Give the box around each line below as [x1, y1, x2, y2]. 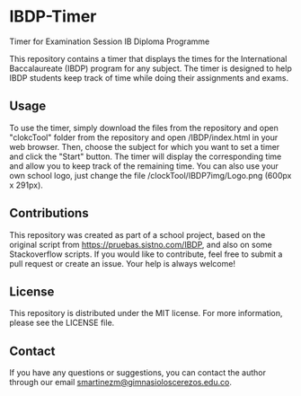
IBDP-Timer [9, 6, 97, 27]
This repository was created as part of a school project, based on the [9, 229, 266, 240]
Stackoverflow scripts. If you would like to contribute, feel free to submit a [9, 249, 283, 260]
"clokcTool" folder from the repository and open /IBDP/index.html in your [9, 132, 279, 143]
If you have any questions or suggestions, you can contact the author [9, 367, 267, 378]
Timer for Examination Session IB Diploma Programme [9, 36, 210, 47]
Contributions [9, 206, 89, 221]
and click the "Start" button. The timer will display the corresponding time [9, 151, 282, 162]
